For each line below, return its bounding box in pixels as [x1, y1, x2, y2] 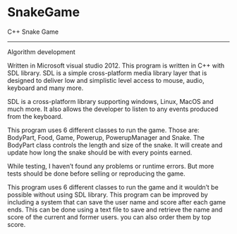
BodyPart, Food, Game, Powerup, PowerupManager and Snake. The [7, 133, 205, 141]
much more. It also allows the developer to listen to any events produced [7, 105, 219, 113]
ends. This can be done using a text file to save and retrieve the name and [7, 205, 223, 214]
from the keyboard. [7, 112, 63, 120]
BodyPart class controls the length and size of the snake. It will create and [7, 141, 223, 149]
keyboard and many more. [7, 84, 84, 92]
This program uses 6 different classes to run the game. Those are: [7, 126, 200, 134]
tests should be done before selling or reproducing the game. [7, 169, 186, 178]
